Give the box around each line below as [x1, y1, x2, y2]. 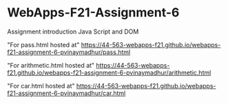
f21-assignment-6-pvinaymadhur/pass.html [7, 48, 131, 56]
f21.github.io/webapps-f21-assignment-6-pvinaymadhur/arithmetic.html [7, 68, 211, 77]
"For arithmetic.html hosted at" [7, 61, 95, 69]
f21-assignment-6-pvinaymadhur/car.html [7, 89, 126, 97]
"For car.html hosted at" [7, 81, 75, 90]
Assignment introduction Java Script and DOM [7, 27, 139, 36]
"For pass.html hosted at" [7, 40, 80, 49]
